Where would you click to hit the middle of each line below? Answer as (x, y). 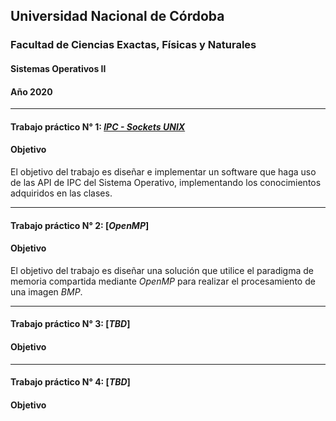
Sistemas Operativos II (58, 68)
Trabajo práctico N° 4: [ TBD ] (70, 382)
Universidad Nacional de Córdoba (117, 16)
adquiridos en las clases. (61, 193)
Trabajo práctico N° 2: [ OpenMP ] (80, 225)
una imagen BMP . (46, 291)
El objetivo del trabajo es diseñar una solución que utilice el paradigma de (162, 270)
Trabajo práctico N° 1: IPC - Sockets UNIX (98, 126)
